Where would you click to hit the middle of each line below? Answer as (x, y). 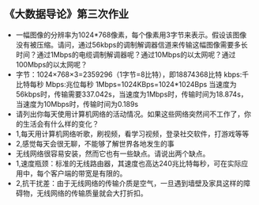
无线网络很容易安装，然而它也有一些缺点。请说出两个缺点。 (113, 154)
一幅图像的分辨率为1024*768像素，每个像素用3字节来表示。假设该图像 (131, 35)
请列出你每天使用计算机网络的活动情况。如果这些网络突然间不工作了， (130, 114)
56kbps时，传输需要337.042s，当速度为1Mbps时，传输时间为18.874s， (131, 94)
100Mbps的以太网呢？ (52, 64)
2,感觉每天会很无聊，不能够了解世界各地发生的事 (95, 143)
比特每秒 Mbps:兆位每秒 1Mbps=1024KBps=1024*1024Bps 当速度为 (126, 84)
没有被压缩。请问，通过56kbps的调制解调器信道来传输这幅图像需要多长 (132, 44)
